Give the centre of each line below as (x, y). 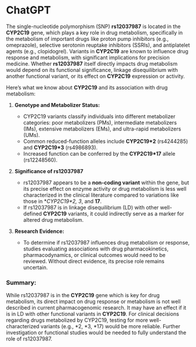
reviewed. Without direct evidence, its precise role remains (94, 261)
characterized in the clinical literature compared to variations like (101, 195)
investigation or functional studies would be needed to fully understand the (96, 333)
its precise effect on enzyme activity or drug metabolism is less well (105, 188)
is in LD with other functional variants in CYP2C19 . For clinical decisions (93, 314)
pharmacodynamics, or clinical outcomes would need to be (94, 255)
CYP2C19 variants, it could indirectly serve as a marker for (113, 214)
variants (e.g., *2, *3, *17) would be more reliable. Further (111, 327)
